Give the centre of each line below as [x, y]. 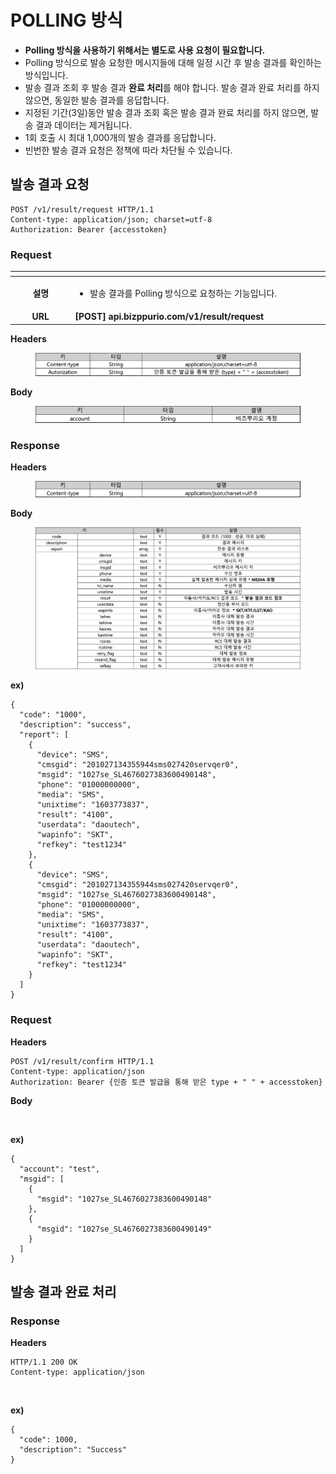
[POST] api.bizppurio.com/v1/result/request [169, 317]
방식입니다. [46, 75]
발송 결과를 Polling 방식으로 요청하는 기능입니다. [183, 293]
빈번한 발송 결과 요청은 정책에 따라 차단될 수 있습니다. [128, 150]
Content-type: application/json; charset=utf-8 [111, 219]
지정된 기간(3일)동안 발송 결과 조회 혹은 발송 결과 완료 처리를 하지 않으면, [166, 112]
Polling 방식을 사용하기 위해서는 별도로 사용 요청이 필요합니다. [145, 50]
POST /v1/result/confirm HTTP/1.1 [82, 1061]
